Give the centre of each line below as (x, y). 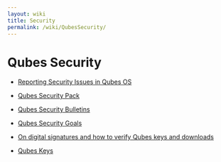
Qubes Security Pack (49, 96)
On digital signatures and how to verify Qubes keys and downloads (116, 137)
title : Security (31, 21)
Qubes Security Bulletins (54, 109)
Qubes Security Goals (50, 123)
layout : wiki (27, 14)
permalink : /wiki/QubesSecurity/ (57, 27)
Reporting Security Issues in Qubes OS (75, 82)
